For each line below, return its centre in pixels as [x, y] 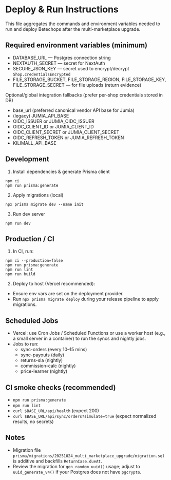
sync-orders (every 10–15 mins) [54, 350]
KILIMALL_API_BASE [34, 143]
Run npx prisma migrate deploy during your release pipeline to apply [86, 299]
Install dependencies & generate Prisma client [61, 171]
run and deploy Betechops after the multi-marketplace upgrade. [73, 29]
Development [27, 159]
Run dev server [29, 214]
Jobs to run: [25, 344]
